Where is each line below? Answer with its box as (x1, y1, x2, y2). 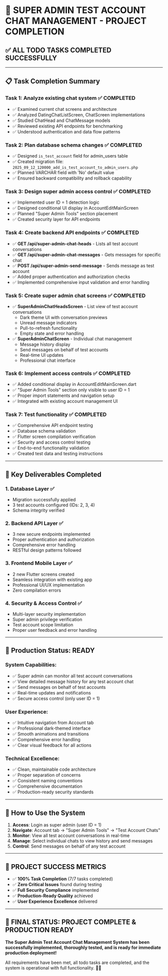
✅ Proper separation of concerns (12, 772, 81, 778)
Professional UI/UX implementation (12, 582, 85, 588)
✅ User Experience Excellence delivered (12, 898, 97, 904)
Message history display (19, 341, 70, 347)
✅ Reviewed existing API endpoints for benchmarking (12, 123, 123, 129)
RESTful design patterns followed (12, 547, 81, 553)
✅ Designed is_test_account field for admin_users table (12, 153, 128, 159)
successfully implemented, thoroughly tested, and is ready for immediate (5, 944, 161, 950)
